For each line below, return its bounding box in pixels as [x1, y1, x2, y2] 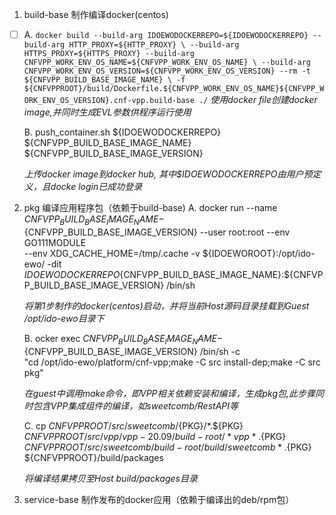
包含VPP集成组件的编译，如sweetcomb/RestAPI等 [32, 399, 239, 412]
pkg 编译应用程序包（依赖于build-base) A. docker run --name [23, 202, 278, 214]
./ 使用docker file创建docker [198, 94, 318, 106]
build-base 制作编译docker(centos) [23, 9, 169, 20]
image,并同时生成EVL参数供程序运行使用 [23, 106, 192, 118]
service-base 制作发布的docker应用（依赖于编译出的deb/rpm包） [23, 493, 295, 505]
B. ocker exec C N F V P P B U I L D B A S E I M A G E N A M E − [23, 332, 224, 347]
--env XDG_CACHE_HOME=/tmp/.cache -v [23, 247, 201, 259]
